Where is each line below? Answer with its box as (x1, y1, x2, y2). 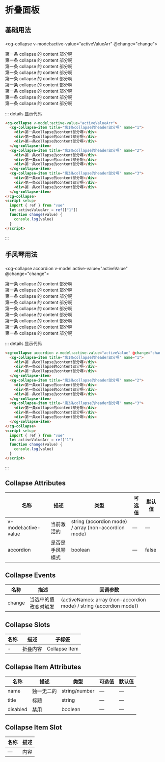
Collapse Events (5, 571, 56, 580)
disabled (7, 706, 27, 713)
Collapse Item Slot (5, 723, 62, 732)
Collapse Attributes (5, 479, 66, 487)
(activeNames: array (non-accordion (60, 596, 146, 603)
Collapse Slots (5, 621, 51, 629)
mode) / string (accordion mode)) (60, 602, 138, 609)
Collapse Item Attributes (5, 662, 82, 671)
